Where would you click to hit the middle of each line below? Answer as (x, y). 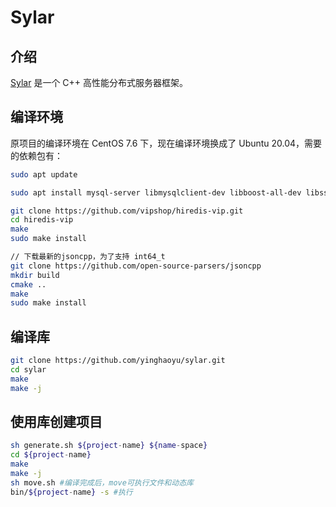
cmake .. (28, 284)
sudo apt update (44, 174)
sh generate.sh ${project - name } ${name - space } (109, 446)
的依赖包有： (36, 155)
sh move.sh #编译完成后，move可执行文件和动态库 (102, 482)
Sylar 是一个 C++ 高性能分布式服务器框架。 (99, 82)
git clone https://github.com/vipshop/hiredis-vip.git (127, 211)
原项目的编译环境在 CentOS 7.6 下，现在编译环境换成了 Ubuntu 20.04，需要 (166, 143)
